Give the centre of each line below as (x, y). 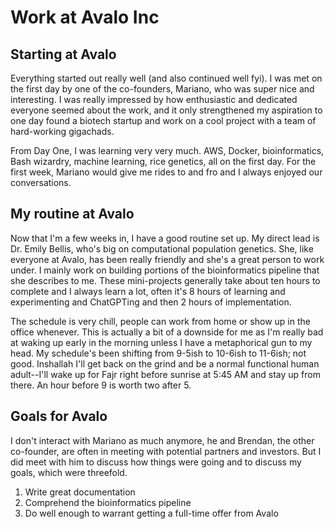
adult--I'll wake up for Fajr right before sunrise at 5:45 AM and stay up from (166, 374)
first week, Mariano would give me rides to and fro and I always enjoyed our (166, 172)
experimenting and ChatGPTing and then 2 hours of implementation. (151, 302)
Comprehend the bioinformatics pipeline (108, 502)
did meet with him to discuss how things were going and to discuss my (156, 462)
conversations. (41, 182)
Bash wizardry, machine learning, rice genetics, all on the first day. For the (163, 161)
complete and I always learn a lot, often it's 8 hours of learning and (148, 291)
